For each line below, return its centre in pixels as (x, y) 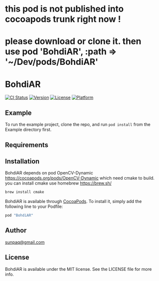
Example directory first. (28, 130)
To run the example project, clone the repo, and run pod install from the (78, 125)
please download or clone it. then (73, 41)
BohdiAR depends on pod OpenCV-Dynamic (49, 173)
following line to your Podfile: (34, 206)
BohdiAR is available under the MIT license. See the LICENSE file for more (79, 269)
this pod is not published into (65, 9)
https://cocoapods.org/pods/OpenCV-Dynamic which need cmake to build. (80, 178)
